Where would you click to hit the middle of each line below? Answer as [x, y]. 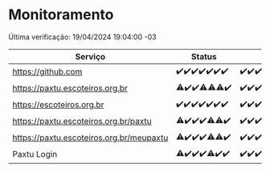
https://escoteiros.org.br [58, 105]
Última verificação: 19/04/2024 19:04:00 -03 [82, 37]
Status [204, 56]
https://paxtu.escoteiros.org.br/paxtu [82, 122]
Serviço [90, 56]
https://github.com [47, 72]
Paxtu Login [35, 154]
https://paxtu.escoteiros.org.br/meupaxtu [90, 138]
